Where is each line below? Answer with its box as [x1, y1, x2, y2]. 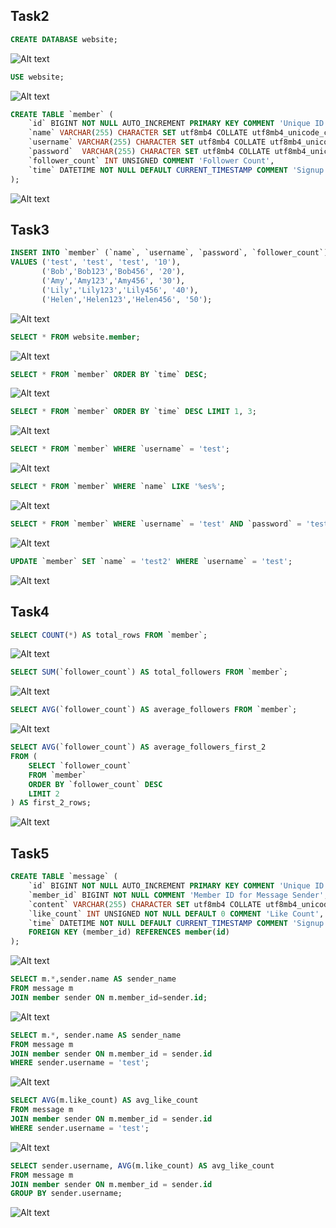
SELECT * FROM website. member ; [10, 332, 141, 342]
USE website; [10, 72, 65, 82]
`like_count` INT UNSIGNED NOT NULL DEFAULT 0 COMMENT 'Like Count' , [28, 909, 325, 919]
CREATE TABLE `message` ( [10, 872, 118, 882]
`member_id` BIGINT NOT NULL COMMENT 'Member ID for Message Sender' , [28, 890, 329, 900]
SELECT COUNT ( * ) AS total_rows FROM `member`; [10, 630, 208, 640]
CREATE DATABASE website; [10, 34, 118, 44]
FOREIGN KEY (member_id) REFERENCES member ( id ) [28, 927, 230, 938]
